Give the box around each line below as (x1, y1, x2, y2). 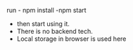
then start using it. (16, 20, 70, 27)
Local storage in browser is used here (16, 35, 127, 43)
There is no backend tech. (16, 27, 93, 35)
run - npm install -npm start (6, 6, 87, 14)
